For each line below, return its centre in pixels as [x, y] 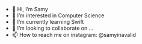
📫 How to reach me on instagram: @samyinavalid [74, 35]
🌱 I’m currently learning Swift [48, 22]
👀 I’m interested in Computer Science [58, 15]
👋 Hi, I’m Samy [30, 9]
